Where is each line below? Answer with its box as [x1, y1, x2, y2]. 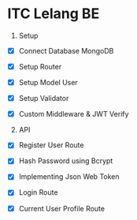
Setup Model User [18, 78, 78, 88]
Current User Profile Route [18, 203, 106, 213]
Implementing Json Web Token [18, 172, 120, 181]
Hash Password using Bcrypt [18, 156, 113, 166]
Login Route [18, 188, 58, 197]
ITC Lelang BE [7, 5, 100, 23]
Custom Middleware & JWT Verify [18, 110, 129, 119]
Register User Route [18, 140, 84, 150]
